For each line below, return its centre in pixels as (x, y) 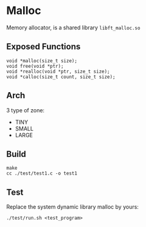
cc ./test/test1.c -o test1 (42, 174)
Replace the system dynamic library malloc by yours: (72, 207)
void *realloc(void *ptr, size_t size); (58, 71)
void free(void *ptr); (35, 66)
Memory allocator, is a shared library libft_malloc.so (73, 27)
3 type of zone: (25, 110)
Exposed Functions (43, 47)
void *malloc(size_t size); (42, 61)
